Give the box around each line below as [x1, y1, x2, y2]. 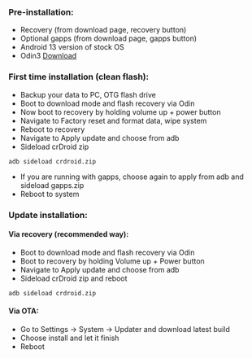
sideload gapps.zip [20, 180, 85, 190]
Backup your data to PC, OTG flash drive [20, 89, 157, 99]
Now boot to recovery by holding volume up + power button [20, 107, 221, 116]
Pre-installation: [8, 7, 75, 18]
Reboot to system [20, 189, 80, 199]
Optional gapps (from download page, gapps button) [20, 33, 198, 43]
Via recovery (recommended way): [8, 229, 129, 239]
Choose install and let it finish [20, 333, 119, 343]
